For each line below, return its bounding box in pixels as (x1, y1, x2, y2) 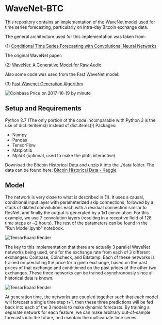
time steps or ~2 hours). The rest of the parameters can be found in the (5, 220, 148, 226)
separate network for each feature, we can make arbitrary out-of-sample (5, 309, 151, 315)
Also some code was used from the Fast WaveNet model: (5, 71, 120, 77)
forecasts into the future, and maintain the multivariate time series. (5, 314, 138, 320)
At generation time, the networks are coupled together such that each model (5, 294, 158, 300)
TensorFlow (12, 142, 36, 148)
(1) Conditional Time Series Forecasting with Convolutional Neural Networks (5, 43, 157, 49)
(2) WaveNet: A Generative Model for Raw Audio (5, 62, 102, 68)
